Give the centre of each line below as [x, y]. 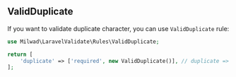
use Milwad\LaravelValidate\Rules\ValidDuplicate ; [83, 42]
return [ [20, 54]
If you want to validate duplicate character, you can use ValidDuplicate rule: [118, 28]
